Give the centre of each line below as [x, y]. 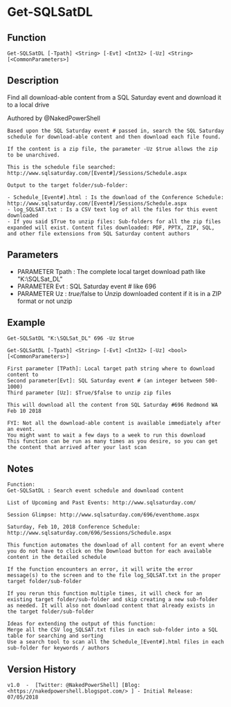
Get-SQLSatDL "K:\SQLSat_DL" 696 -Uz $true [71, 339]
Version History [41, 669]
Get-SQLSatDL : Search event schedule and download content [96, 491]
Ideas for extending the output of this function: [82, 624]
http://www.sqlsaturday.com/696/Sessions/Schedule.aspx [89, 533]
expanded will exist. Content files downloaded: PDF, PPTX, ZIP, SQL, [111, 228]
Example [26, 323]
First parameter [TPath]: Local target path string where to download [111, 369]
